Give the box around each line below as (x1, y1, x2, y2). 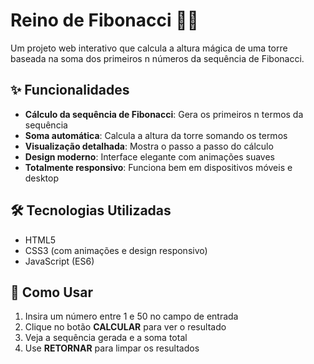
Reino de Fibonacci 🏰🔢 (10, 9, 199, 32)
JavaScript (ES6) (24, 255, 95, 267)
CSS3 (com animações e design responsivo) (24, 244, 208, 256)
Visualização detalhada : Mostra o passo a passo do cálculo (24, 140, 274, 152)
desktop (24, 172, 60, 184)
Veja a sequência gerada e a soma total (24, 332, 188, 344)
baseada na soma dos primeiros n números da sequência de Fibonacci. (10, 52, 305, 64)
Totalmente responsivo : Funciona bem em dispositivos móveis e (24, 161, 293, 173)
